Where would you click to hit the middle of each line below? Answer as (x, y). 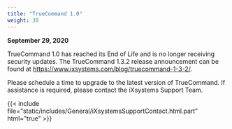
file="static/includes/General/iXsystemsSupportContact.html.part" (103, 111)
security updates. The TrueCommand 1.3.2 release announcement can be (113, 61)
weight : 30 (23, 20)
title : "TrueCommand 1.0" (45, 14)
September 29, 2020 (38, 40)
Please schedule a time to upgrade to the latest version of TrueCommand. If (116, 82)
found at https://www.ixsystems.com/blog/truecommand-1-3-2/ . (100, 69)
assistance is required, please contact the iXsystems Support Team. (105, 90)
